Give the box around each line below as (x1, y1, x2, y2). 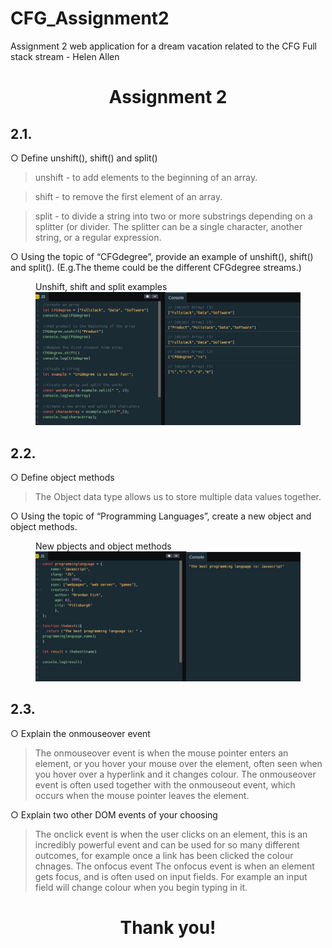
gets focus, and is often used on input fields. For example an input (34, 870, 308, 882)
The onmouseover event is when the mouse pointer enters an (34, 747, 289, 759)
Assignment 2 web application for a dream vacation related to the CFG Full (10, 40, 318, 52)
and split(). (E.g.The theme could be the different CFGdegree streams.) (10, 261, 302, 273)
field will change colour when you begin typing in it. (34, 881, 248, 893)
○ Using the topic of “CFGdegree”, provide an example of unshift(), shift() (10, 250, 314, 262)
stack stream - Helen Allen (10, 50, 120, 62)
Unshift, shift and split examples (35, 280, 168, 292)
